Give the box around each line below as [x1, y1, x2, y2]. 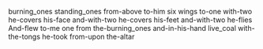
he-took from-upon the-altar [42, 32, 135, 41]
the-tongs [8, 32, 41, 41]
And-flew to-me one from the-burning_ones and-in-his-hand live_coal [8, 24, 237, 32]
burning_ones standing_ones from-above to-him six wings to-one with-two [8, 7, 253, 16]
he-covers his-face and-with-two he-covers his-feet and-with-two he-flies [8, 15, 253, 24]
